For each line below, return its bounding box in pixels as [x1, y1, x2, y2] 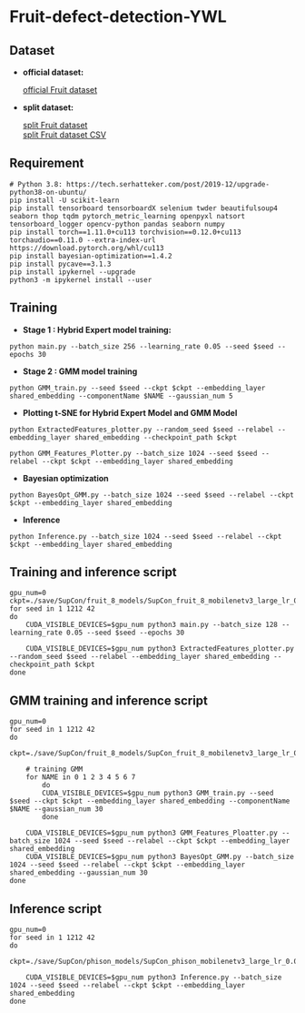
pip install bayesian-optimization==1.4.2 [9, 251, 172, 260]
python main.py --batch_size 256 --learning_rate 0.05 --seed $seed [9, 341, 274, 351]
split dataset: [22, 102, 74, 113]
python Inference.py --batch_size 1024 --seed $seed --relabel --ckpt [9, 532, 282, 541]
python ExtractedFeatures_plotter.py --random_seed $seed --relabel [9, 425, 274, 434]
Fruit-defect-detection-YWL [9, 6, 227, 27]
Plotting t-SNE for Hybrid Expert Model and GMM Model [22, 407, 238, 418]
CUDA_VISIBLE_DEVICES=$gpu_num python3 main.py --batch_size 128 [25, 621, 279, 630]
